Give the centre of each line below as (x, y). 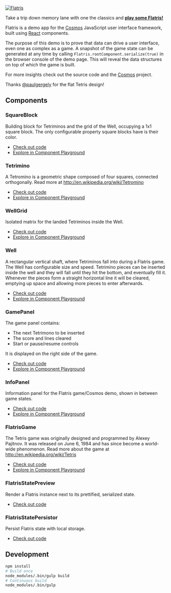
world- (152, 444)
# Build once (19, 571)
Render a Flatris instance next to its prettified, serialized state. (70, 494)
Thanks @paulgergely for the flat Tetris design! (55, 85)
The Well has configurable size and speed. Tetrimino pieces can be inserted (85, 267)
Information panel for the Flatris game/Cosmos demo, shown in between (81, 393)
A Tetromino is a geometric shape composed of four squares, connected (82, 177)
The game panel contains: (33, 323)
